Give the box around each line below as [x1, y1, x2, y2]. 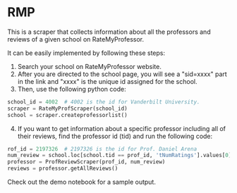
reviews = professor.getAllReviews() [7, 165, 119, 173]
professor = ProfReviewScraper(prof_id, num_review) [7, 158, 166, 166]
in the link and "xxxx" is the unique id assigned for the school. [17, 77, 197, 85]
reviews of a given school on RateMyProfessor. [7, 35, 145, 43]
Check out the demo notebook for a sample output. [7, 178, 157, 187]
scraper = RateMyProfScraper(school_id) [7, 105, 128, 112]
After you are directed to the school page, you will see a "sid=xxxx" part [17, 70, 227, 78]
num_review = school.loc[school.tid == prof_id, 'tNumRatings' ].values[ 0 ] [7, 152, 232, 159]
